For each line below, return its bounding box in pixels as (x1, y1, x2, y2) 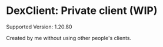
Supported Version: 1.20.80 (6, 23, 72, 30)
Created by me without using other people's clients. (6, 34, 132, 41)
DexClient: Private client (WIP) (6, 4, 158, 17)
